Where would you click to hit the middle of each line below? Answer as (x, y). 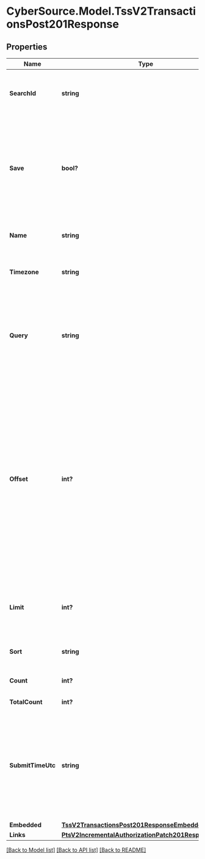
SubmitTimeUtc (33, 765)
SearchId (23, 93)
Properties (27, 47)
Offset (19, 479)
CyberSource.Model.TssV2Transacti (101, 11)
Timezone (24, 272)
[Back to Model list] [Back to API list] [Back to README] (76, 850)
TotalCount (26, 702)
